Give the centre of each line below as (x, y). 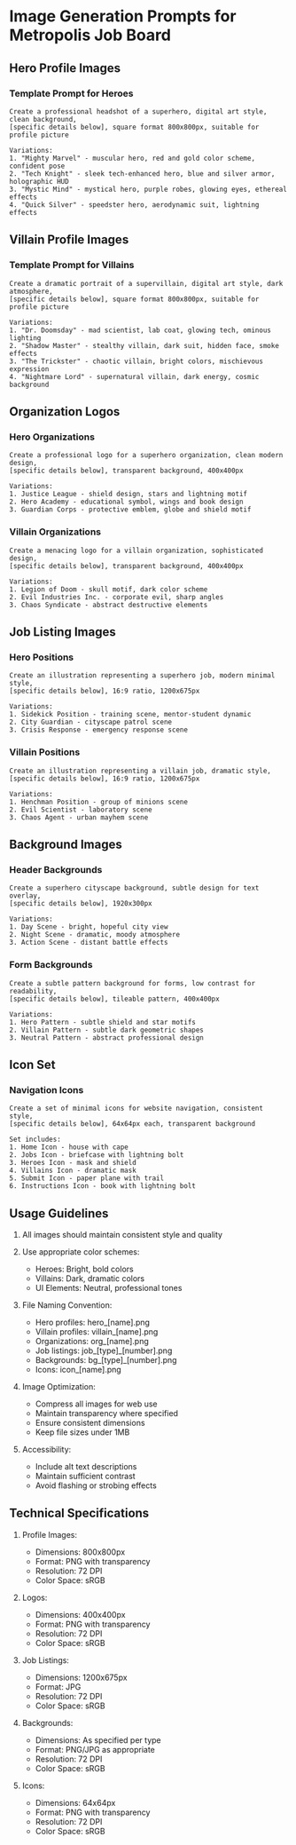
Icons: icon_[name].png (78, 1370)
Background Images (66, 844)
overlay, (25, 896)
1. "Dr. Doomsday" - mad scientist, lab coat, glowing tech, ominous (140, 330)
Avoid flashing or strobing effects (96, 1485)
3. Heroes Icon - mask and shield (73, 1163)
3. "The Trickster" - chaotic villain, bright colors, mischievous (136, 361)
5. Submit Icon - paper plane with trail (87, 1178)
